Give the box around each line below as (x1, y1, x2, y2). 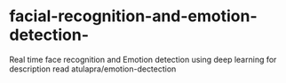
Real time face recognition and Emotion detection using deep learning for (9, 54, 277, 64)
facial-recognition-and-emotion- (9, 6, 258, 26)
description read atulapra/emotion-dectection (9, 64, 177, 74)
